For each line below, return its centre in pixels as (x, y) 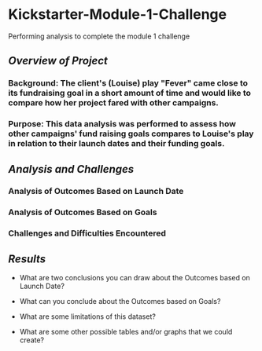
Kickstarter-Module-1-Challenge (117, 15)
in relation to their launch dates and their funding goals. (116, 144)
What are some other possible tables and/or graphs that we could (126, 332)
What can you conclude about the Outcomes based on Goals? (120, 302)
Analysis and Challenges (71, 169)
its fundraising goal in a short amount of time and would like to (130, 93)
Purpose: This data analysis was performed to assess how (122, 124)
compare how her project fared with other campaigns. (113, 103)
